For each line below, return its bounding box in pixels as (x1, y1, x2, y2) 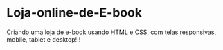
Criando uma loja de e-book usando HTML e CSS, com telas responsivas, (6, 28, 217, 36)
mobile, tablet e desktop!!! (6, 35, 81, 43)
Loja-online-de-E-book (6, 5, 143, 21)
